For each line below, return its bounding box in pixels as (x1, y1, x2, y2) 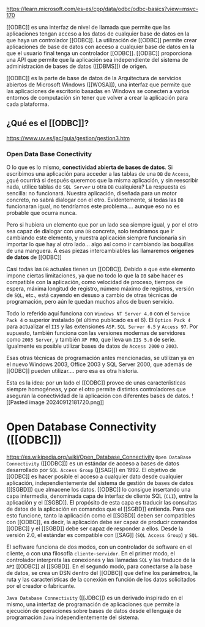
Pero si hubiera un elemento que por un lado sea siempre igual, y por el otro (6, 221, 198, 228)
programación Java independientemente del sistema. (6, 614, 140, 621)
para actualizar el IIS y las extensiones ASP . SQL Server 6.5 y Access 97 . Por (6, 323, 199, 330)
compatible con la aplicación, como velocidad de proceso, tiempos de (6, 279, 184, 286)
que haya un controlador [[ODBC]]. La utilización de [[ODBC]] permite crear (6, 37, 198, 43)
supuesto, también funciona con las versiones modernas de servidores (6, 329, 185, 337)
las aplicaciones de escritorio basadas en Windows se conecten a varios (6, 88, 190, 94)
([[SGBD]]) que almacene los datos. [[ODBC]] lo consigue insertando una (6, 486, 191, 494)
